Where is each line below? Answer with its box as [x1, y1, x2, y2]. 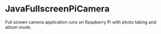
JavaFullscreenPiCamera [5, 3, 110, 14]
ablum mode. [5, 24, 32, 30]
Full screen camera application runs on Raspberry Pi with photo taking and [5, 19, 157, 25]
